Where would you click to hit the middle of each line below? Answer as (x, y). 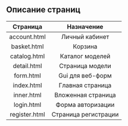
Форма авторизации (85, 105)
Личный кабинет (85, 36)
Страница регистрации (85, 114)
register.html (28, 114)
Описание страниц (43, 10)
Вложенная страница (85, 95)
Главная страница (85, 85)
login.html (28, 105)
